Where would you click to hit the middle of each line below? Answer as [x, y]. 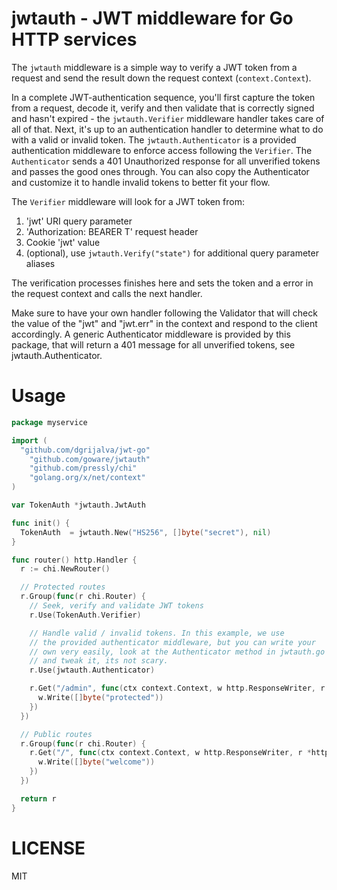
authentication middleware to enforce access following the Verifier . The [162, 150]
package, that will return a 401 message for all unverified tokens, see [153, 344]
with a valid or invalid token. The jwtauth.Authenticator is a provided [154, 139]
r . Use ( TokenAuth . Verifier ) [85, 615]
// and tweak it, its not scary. [99, 661]
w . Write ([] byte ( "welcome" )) [96, 762]
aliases [40, 263]
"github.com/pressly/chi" [83, 468]
